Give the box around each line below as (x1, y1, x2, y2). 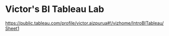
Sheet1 (5, 25, 19, 31)
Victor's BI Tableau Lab (5, 3, 104, 15)
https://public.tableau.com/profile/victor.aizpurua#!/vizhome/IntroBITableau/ (5, 20, 164, 26)
